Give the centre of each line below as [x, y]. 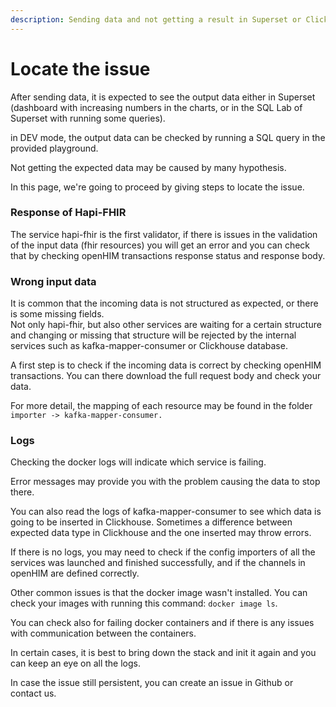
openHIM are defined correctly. [75, 573]
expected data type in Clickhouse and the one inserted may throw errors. [161, 533]
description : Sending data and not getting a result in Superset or [156, 19]
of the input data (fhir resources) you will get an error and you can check [160, 245]
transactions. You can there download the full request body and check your [166, 376]
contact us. [33, 693]
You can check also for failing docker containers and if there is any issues [162, 623]
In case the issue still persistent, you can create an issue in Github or [152, 683]
